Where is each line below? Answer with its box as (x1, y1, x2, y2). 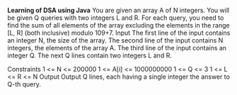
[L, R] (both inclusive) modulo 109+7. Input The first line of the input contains (7, 28, 231, 37)
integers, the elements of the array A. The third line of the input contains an (7, 44, 227, 52)
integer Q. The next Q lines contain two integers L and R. (7, 51, 172, 60)
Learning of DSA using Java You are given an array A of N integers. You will (7, 6, 230, 14)
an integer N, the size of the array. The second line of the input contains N (7, 36, 224, 45)
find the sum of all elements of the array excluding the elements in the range (7, 21, 230, 29)
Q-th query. (7, 80, 41, 88)
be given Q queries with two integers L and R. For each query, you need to (7, 13, 224, 22)
